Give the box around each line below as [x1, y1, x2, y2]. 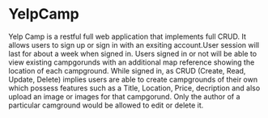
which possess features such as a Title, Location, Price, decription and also [8, 82, 261, 93]
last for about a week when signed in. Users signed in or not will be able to [8, 48, 257, 58]
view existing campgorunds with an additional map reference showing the [8, 57, 255, 67]
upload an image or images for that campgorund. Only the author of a [8, 91, 240, 101]
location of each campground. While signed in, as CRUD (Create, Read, [8, 65, 246, 75]
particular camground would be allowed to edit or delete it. [8, 100, 204, 110]
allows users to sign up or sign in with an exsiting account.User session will [8, 40, 260, 49]
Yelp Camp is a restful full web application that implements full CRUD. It [8, 32, 247, 41]
